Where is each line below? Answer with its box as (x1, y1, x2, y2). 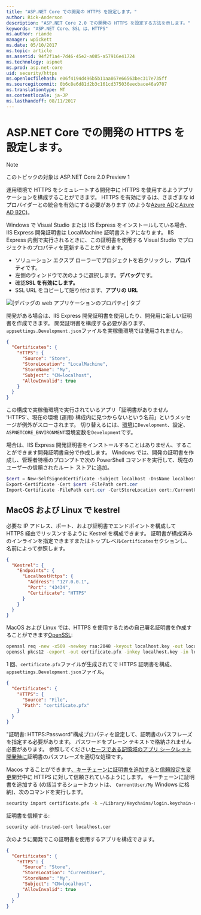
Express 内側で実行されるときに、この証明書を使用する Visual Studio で (6, 236, 184, 243)
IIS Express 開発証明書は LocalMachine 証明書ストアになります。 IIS (6, 228, 175, 236)
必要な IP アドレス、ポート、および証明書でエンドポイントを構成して (6, 522, 176, 529)
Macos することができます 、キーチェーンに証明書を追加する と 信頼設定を (6, 766, 187, 773)
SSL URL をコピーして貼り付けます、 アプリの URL (14, 286, 139, 294)
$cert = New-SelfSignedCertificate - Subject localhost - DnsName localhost (6, 476, 197, 482)
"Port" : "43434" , (28, 585, 71, 591)
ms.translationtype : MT (6, 87, 66, 93)
